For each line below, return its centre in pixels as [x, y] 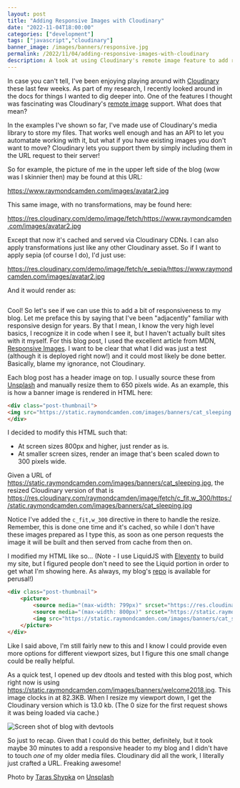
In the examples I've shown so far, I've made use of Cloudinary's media [112, 125]
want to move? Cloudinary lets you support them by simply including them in [120, 148]
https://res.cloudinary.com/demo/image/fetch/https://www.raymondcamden [120, 218]
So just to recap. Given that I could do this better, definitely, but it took [110, 740]
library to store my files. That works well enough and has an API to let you [116, 132]
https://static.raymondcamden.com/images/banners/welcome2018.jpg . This [119, 689]
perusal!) [21, 579]
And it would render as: [42, 290]
